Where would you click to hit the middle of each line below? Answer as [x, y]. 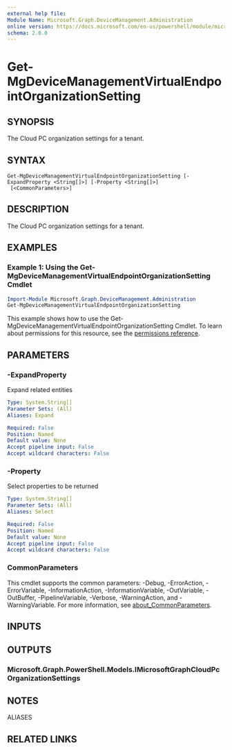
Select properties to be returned [53, 486]
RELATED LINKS [42, 739]
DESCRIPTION [38, 209]
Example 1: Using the [43, 268]
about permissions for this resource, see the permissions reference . [104, 333]
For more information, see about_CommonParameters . [135, 605]
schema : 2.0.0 [28, 33]
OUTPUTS [29, 650]
